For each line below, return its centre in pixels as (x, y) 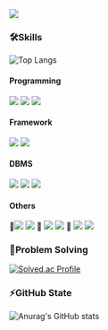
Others (22, 205)
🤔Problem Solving (49, 250)
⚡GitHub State (41, 293)
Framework (31, 122)
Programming (35, 81)
